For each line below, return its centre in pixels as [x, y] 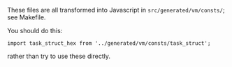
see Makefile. [27, 17]
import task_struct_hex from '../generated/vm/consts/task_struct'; [109, 44]
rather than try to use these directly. [59, 56]
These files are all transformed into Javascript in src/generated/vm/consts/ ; [116, 10]
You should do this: [35, 31]
